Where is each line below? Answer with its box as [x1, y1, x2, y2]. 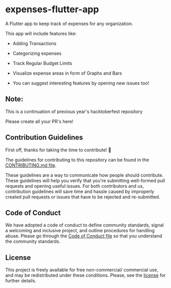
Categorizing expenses [12, 50, 62, 56]
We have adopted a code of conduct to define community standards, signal [5, 222, 164, 228]
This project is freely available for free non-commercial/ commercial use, [5, 267, 159, 273]
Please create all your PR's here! [5, 118, 74, 124]
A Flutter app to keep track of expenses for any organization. [5, 20, 133, 27]
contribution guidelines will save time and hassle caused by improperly [5, 188, 155, 194]
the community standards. [5, 238, 61, 245]
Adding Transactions [12, 40, 57, 47]
